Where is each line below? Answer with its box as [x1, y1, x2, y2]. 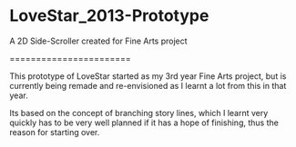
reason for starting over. [9, 126, 100, 137]
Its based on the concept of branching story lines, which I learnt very [9, 107, 269, 118]
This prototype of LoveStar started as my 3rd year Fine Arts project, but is [9, 70, 287, 82]
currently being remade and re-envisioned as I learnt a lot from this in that [9, 80, 287, 91]
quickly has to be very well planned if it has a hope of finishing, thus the [9, 117, 280, 128]
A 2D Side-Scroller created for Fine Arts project [9, 35, 189, 46]
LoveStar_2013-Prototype [9, 5, 209, 26]
